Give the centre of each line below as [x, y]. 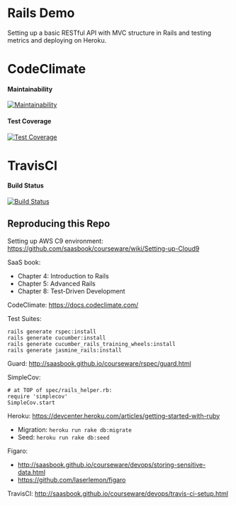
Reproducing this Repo [59, 224]
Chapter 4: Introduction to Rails [63, 276]
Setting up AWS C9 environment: [56, 241]
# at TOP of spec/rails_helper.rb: [60, 390]
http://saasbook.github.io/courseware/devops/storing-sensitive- [112, 465]
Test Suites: [24, 318]
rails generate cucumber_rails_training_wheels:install [91, 344]
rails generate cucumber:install [57, 338]
